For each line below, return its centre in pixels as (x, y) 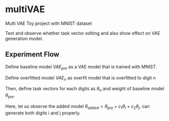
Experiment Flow (32, 54)
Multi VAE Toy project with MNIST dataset (49, 23)
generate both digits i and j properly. (43, 113)
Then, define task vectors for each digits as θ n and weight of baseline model (85, 89)
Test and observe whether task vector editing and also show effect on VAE (83, 33)
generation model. (24, 38)
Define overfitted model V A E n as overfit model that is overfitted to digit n (80, 78)
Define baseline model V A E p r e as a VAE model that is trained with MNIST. (81, 67)
